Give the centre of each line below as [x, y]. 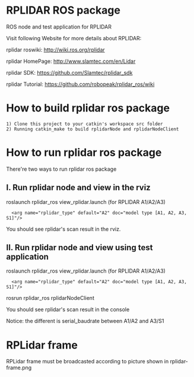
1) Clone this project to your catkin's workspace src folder [85, 124]
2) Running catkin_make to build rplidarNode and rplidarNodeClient [93, 129]
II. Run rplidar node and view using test [79, 247]
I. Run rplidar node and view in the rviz [79, 188]
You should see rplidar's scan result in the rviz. [63, 229]
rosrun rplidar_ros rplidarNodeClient [50, 298]
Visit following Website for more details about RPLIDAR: [74, 38]
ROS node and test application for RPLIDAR [59, 27]
